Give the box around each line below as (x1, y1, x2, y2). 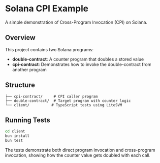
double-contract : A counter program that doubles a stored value (12, 56, 144, 62)
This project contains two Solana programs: (5, 46, 94, 52)
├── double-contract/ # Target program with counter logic (5, 98, 131, 103)
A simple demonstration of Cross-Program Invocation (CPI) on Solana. (5, 19, 148, 25)
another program (12, 66, 47, 72)
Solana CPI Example (5, 3, 89, 14)
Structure (5, 81, 35, 89)
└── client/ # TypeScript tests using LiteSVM (5, 102, 122, 107)
